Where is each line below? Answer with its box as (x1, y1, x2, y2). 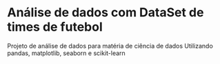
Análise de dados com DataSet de (7, 5, 204, 20)
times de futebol (7, 19, 103, 35)
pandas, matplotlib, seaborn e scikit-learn (7, 49, 126, 57)
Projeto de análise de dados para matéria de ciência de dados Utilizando (7, 42, 214, 50)
